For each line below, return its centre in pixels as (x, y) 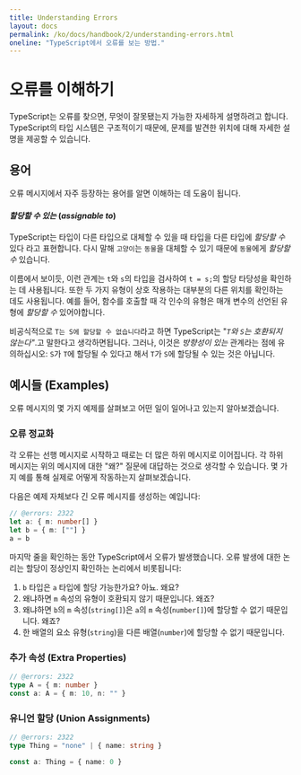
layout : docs (34, 26)
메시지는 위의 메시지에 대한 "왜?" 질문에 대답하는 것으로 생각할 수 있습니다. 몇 (144, 466)
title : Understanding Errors (64, 18)
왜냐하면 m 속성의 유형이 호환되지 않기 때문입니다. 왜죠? (118, 598)
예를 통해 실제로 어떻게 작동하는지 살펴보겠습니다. (104, 478)
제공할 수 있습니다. (58, 139)
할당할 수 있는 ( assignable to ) (63, 216)
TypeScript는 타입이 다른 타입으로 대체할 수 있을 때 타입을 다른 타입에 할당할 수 (147, 237)
